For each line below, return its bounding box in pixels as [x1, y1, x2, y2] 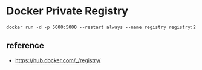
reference [6, 40, 44, 51]
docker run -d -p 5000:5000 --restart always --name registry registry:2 [6, 24, 197, 30]
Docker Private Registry [6, 4, 129, 18]
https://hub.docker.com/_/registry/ [15, 56, 101, 64]
